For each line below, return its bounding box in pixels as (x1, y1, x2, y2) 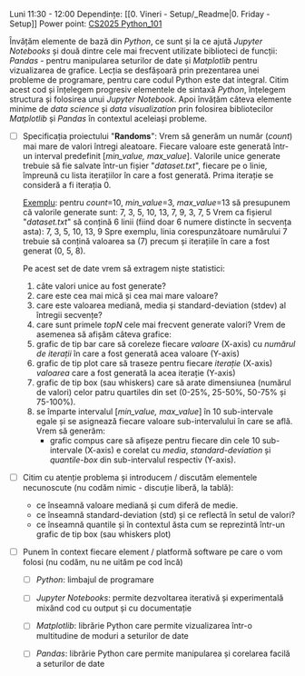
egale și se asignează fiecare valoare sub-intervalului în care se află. (35, 416, 293, 427)
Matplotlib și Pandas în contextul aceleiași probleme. (9, 114, 207, 124)
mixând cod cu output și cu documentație (35, 602, 192, 613)
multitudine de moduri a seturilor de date (35, 631, 189, 641)
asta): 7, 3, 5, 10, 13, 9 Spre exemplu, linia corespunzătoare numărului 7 (22, 226, 288, 237)
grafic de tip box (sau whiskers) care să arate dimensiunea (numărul (35, 377, 292, 388)
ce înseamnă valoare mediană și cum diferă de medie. (35, 500, 239, 511)
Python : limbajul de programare (35, 574, 154, 585)
